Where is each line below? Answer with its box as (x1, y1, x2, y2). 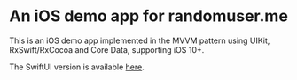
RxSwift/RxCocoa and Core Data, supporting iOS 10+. (9, 44, 205, 55)
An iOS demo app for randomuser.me (9, 6, 288, 26)
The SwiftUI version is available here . (9, 62, 145, 72)
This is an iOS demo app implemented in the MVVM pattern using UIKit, (9, 35, 270, 46)
